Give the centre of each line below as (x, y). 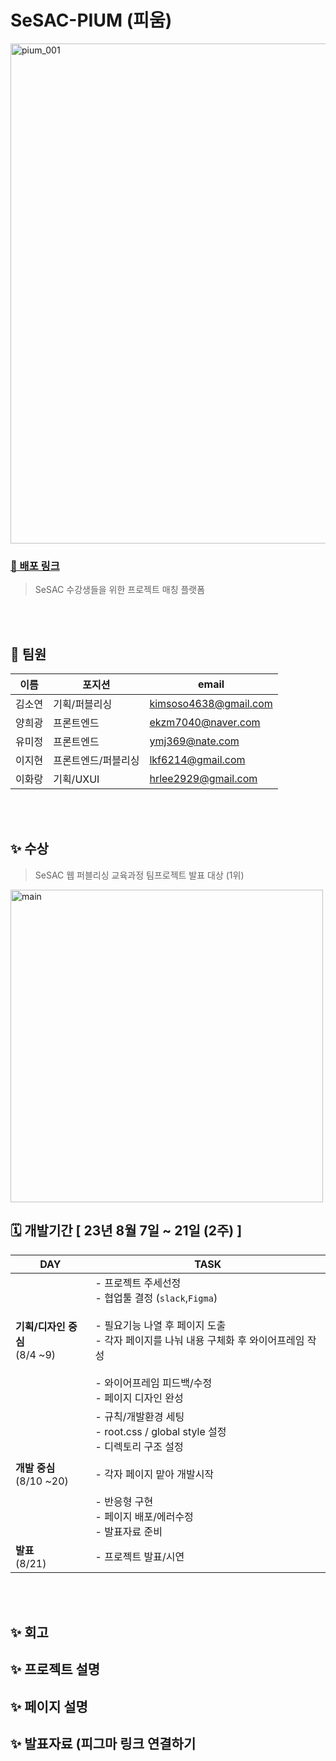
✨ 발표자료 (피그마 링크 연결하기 (103, 1744)
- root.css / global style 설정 (160, 1431)
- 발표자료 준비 (128, 1531)
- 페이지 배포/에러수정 (144, 1516)
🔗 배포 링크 (35, 566)
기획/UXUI (76, 779)
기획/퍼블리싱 (83, 704)
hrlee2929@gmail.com (203, 779)
